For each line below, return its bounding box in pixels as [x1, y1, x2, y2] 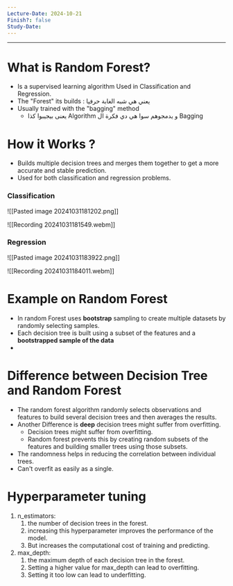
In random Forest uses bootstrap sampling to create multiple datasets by [17, 313, 226, 322]
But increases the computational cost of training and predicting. [27, 541, 210, 549]
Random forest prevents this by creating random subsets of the [27, 435, 209, 443]
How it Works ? [7, 136, 96, 152]
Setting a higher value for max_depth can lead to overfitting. [27, 563, 200, 571]
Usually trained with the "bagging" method [17, 105, 140, 113]
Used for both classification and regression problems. [17, 174, 171, 182]
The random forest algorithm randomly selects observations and [17, 405, 202, 413]
